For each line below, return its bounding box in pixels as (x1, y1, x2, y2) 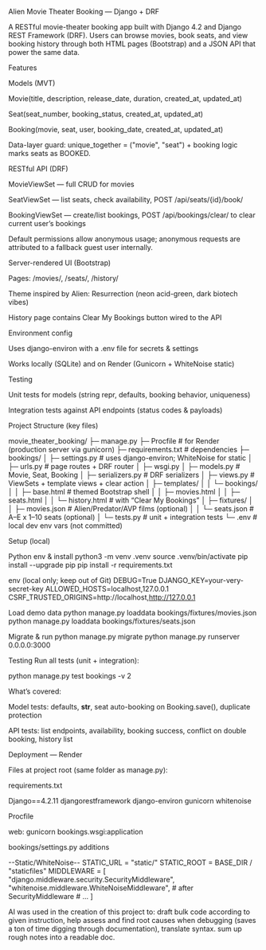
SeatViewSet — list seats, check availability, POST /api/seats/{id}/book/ (8, 195, 244, 204)
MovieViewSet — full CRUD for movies (8, 179, 135, 189)
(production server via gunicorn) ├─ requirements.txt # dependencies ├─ (8, 445, 249, 454)
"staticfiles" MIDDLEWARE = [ (8, 866, 106, 875)
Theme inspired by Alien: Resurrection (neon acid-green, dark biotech (8, 289, 238, 298)
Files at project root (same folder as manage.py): (8, 765, 169, 775)
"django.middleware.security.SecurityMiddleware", (8, 875, 175, 884)
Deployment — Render (8, 750, 83, 759)
